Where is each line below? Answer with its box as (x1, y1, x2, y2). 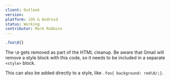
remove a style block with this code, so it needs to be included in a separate (5, 55, 165, 61)
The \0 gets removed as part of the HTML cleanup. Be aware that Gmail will (5, 49, 164, 55)
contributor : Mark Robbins (5, 26, 63, 31)
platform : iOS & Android (5, 17, 58, 22)
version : (5, 12, 24, 17)
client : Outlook (5, 7, 40, 13)
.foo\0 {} (5, 40, 24, 46)
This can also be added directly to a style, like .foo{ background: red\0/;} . (5, 70, 164, 76)
